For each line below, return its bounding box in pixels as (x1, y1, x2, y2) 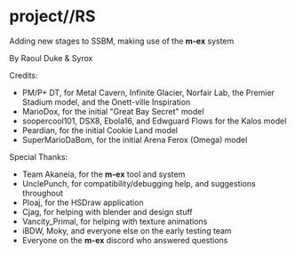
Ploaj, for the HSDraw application (21, 197, 144, 208)
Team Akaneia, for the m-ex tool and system (21, 169, 186, 179)
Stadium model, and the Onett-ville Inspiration (21, 96, 191, 107)
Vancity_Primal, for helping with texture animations (21, 216, 208, 226)
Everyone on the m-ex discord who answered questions (21, 234, 228, 245)
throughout (21, 187, 64, 198)
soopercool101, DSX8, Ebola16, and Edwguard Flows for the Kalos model (21, 115, 287, 126)
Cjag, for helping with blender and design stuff (21, 206, 193, 217)
